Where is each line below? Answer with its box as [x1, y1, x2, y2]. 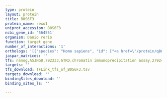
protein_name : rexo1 [5, 21, 48, 26]
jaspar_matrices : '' [5, 53, 48, 58]
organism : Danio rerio [5, 35, 52, 40]
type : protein [5, 7, 35, 12]
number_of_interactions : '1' [5, 44, 66, 49]
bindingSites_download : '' [5, 76, 61, 81]
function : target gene [5, 40, 52, 45]
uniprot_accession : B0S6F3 [5, 26, 61, 31]
